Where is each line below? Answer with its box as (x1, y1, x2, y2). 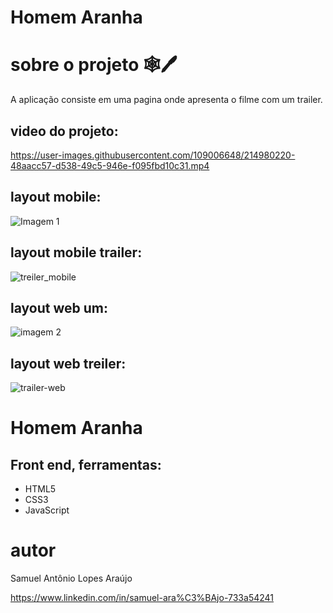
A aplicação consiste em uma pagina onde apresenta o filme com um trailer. (10, 94, 323, 106)
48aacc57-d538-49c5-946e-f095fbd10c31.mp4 (10, 159, 210, 171)
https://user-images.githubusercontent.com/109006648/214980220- (10, 149, 296, 161)
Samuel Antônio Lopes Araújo (10, 572, 133, 585)
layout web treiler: (10, 355, 127, 372)
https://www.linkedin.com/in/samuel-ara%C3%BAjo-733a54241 (10, 592, 275, 604)
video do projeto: (10, 122, 119, 140)
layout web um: (10, 299, 108, 316)
